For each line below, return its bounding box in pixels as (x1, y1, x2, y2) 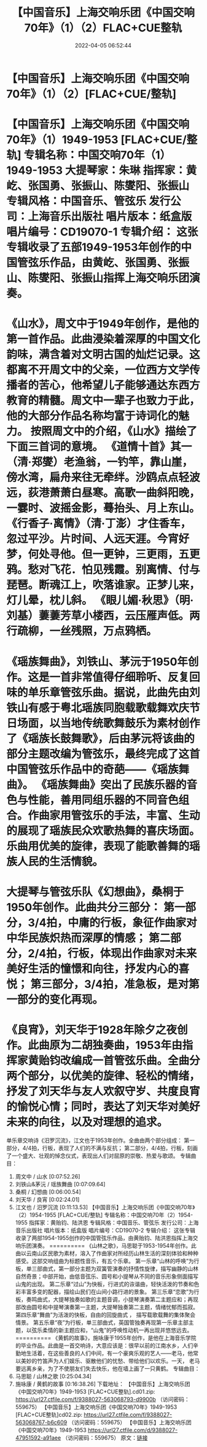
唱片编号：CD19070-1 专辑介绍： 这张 (6, 225, 198, 239)
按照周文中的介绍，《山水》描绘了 (30, 425, 198, 438)
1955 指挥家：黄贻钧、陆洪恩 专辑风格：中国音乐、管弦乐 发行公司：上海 (15, 1218, 199, 1226)
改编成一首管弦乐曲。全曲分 (60, 1054, 201, 1067)
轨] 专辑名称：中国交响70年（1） (6, 148, 171, 162)
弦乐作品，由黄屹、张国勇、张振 (28, 256, 190, 270)
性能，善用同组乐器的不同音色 (28, 793, 179, 807)
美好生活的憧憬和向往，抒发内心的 (6, 961, 179, 976)
